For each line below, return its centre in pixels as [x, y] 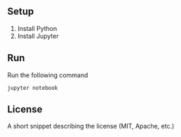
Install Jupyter [38, 36]
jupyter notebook [33, 88]
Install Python [37, 28]
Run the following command [48, 75]
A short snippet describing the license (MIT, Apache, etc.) [91, 126]
